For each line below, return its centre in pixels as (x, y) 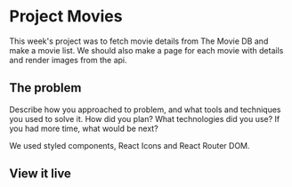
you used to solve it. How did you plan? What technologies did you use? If (145, 118)
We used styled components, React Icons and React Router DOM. (130, 145)
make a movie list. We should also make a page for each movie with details (146, 50)
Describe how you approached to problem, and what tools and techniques (145, 110)
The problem (45, 88)
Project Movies (66, 16)
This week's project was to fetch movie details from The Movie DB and (139, 41)
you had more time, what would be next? (84, 128)
